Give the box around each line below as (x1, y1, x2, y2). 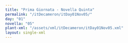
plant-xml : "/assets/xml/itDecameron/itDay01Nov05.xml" (5, 26, 124, 31)
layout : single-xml (5, 30, 46, 35)
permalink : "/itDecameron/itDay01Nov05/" (5, 12, 93, 17)
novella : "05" (5, 21, 35, 26)
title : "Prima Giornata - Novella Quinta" (5, 7, 95, 12)
